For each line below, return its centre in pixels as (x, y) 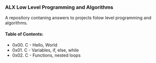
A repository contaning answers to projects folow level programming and (78, 18)
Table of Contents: (24, 34)
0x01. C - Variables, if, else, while (45, 50)
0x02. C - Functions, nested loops (46, 55)
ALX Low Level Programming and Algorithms (59, 7)
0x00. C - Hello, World (35, 45)
